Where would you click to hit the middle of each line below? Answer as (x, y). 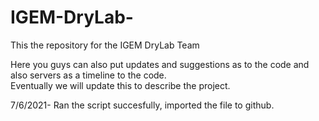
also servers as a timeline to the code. (88, 75)
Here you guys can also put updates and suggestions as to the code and (160, 64)
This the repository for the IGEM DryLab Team (105, 45)
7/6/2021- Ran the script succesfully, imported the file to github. (142, 105)
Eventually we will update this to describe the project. (120, 85)
